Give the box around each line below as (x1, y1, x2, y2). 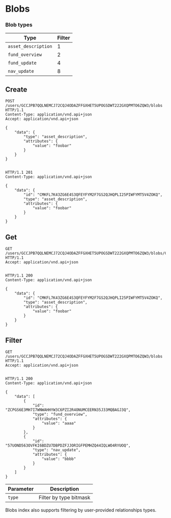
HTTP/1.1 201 (5, 170, 33, 175)
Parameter (8, 485, 34, 492)
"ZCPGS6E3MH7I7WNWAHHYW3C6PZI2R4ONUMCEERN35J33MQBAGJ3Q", (5, 407, 131, 413)
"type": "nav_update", (32, 447, 81, 452)
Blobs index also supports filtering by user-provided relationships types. (5, 507, 157, 513)
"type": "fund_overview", (32, 412, 88, 417)
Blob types (5, 21, 33, 29)
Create (5, 85, 27, 94)
